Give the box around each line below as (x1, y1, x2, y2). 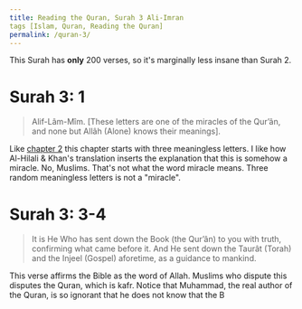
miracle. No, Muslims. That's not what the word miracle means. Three (9, 163, 269, 173)
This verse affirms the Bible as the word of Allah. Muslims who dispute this (9, 270, 288, 281)
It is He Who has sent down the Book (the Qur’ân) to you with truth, (31, 234, 282, 245)
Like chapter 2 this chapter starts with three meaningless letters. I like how (9, 144, 287, 154)
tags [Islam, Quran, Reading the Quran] (9, 22, 165, 31)
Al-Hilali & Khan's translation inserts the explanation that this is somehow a (9, 153, 288, 164)
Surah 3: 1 (9, 87, 86, 107)
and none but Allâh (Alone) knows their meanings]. (31, 126, 222, 136)
